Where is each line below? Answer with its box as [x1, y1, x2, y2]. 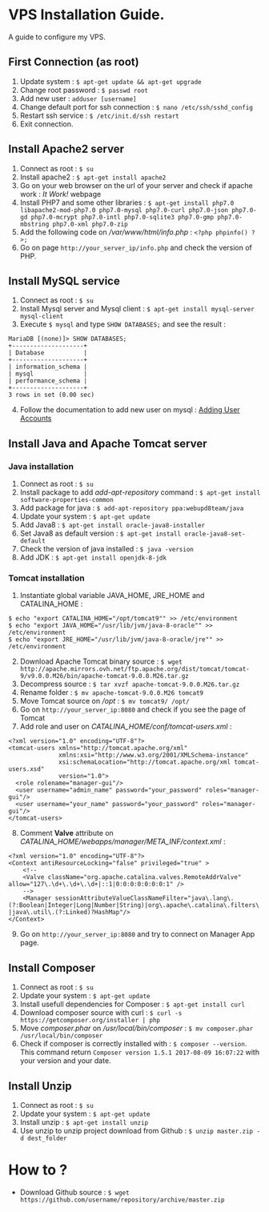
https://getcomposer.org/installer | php [19, 1017, 160, 1025]
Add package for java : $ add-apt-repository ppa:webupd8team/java [19, 503, 244, 513]
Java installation [8, 460, 74, 472]
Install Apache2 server [8, 142, 124, 156]
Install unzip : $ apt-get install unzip [19, 1117, 149, 1126]
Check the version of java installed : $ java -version [19, 544, 194, 554]
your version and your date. [19, 1056, 111, 1066]
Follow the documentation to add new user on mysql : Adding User [19, 405, 240, 415]
